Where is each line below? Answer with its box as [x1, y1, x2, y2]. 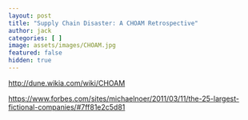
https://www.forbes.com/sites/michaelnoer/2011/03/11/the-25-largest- [8, 94, 240, 103]
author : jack [8, 26, 52, 34]
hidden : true [8, 57, 52, 65]
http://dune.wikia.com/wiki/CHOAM [8, 78, 126, 88]
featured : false [8, 49, 62, 57]
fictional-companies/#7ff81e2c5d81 [8, 102, 126, 112]
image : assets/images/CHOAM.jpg [8, 42, 116, 50]
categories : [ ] [8, 34, 62, 42]
